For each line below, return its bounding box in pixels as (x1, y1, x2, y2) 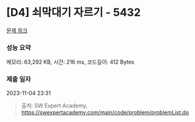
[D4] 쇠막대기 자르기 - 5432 (6, 5, 141, 19)
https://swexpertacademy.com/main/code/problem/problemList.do (21, 109, 190, 116)
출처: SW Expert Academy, (21, 101, 88, 109)
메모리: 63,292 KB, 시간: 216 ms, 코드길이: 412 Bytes (6, 58, 135, 66)
